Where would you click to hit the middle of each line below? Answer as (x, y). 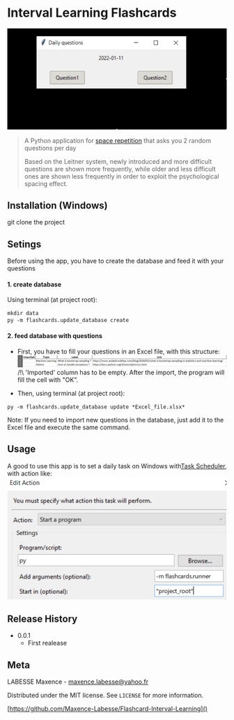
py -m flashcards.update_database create (68, 321)
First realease (47, 643)
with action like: (30, 473)
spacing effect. (46, 183)
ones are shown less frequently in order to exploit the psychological (122, 176)
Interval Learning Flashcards (92, 13)
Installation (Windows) (57, 205)
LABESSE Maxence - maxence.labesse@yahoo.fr (78, 682)
